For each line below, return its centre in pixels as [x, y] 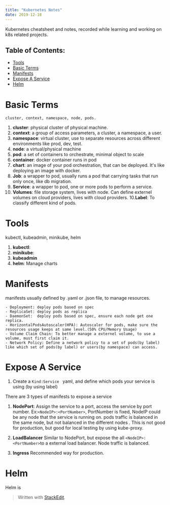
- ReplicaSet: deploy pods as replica [46, 312]
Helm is [13, 488]
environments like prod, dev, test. [47, 144]
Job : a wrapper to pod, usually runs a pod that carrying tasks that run [85, 176]
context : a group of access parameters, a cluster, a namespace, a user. [87, 133]
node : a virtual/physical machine [47, 149]
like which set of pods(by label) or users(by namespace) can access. [81, 347]
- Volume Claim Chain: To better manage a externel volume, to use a [80, 334]
